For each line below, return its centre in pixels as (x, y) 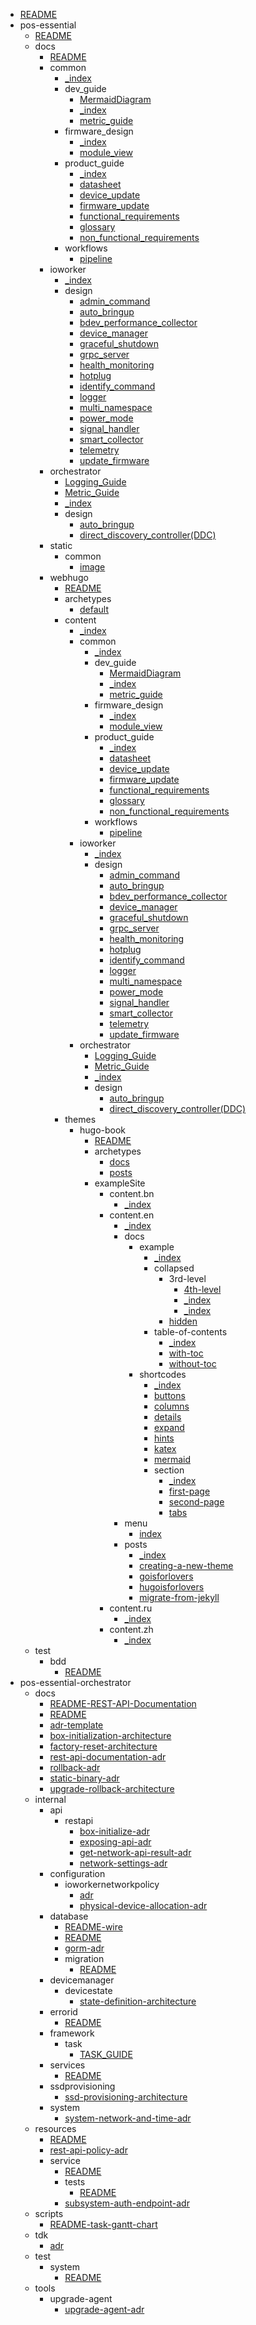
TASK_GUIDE (106, 2054)
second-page (196, 1502)
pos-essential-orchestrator (75, 1682)
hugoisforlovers (172, 1587)
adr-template (76, 1725)
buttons (169, 1395)
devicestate (88, 1990)
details (167, 1417)
